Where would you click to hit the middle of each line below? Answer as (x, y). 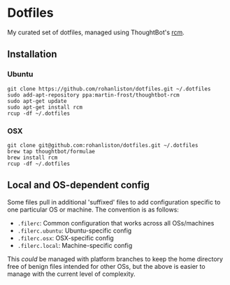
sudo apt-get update (37, 101)
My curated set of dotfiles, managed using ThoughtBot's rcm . (96, 32)
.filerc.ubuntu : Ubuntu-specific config (74, 230)
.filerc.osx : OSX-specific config (65, 238)
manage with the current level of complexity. (71, 274)
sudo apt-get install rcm (45, 107)
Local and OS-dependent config (79, 185)
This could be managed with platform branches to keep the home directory (115, 259)
